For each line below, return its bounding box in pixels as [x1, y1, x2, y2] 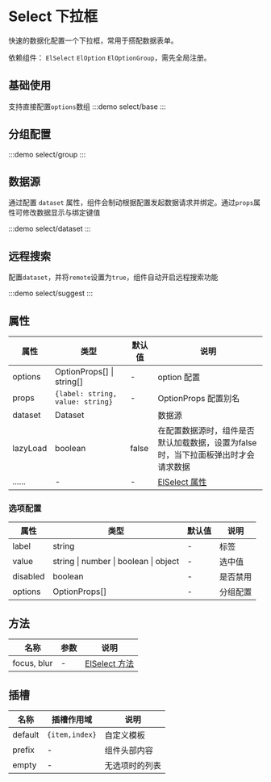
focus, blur [12, 658, 53, 669]
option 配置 [157, 372, 200, 383]
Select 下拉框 [8, 7, 98, 26]
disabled [12, 571, 45, 582]
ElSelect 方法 [84, 659, 135, 670]
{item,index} [47, 730, 97, 739]
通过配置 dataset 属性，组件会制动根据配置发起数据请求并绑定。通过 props [8, 198, 254, 207]
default [12, 729, 40, 740]
